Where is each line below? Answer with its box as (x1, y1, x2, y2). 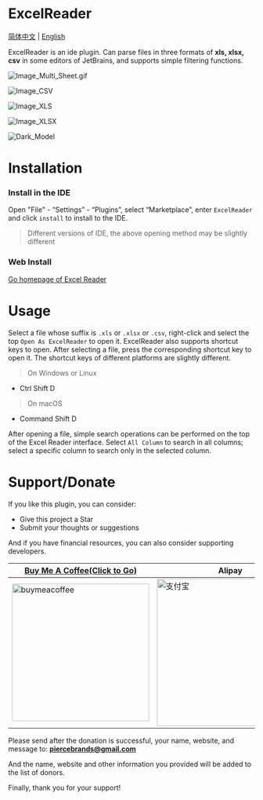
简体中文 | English (8, 31, 66, 41)
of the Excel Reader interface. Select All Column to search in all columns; (8, 437, 244, 447)
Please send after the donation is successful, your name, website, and (8, 736, 235, 745)
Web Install (8, 257, 52, 268)
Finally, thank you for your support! (8, 783, 121, 792)
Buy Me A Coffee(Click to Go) (24, 564, 137, 575)
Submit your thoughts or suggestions (19, 523, 139, 532)
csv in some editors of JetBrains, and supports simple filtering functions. (8, 56, 243, 65)
